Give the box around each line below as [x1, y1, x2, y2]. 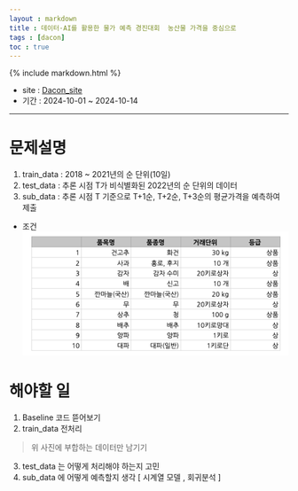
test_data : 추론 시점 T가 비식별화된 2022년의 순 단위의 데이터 [21, 180, 238, 191]
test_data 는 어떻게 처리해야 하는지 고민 [21, 461, 160, 472]
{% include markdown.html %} [9, 67, 122, 79]
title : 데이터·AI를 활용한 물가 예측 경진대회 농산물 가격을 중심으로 [9, 23, 237, 33]
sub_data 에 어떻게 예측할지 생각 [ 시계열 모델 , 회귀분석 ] [21, 472, 222, 482]
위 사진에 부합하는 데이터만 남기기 [30, 441, 148, 452]
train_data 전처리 [21, 423, 82, 433]
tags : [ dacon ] [9, 33, 66, 42]
